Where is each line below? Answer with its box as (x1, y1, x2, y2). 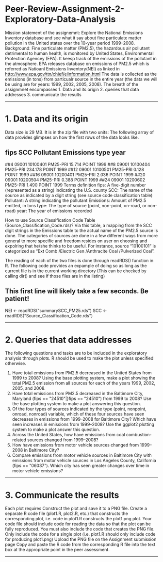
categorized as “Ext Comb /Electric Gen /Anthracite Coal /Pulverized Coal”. (5, 248, 155, 254)
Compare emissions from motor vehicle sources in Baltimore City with (12, 452, 152, 458)
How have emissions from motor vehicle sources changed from (12, 442, 139, 448)
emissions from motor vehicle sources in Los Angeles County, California (12, 458, 156, 463)
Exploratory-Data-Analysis (5, 14, 116, 25)
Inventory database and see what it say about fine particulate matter (5, 35, 142, 41)
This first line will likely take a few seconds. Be (5, 287, 149, 296)
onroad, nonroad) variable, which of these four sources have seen (12, 411, 145, 417)
